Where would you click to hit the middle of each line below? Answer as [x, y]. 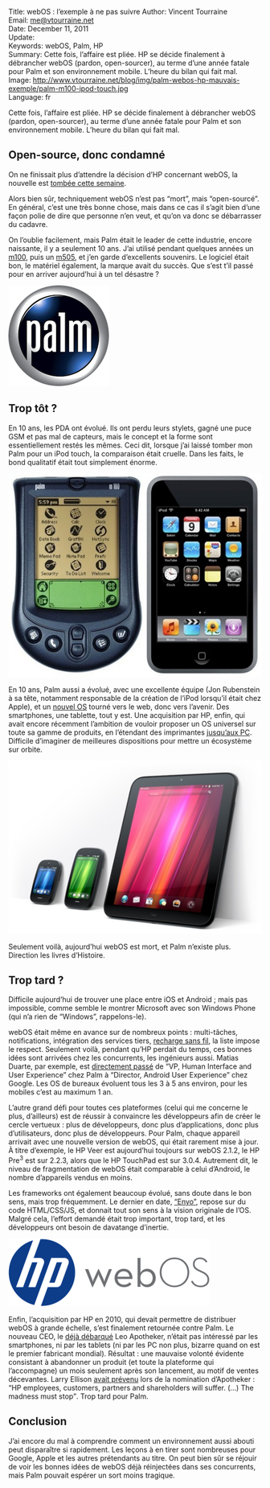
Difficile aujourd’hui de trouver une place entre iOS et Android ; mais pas [128, 1000]
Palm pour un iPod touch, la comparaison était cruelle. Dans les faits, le [126, 453]
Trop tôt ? [33, 408]
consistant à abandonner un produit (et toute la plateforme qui [111, 1362]
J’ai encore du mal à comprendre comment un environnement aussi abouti [131, 1441]
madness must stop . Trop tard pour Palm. [78, 1396]
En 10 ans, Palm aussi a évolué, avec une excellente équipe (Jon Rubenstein [134, 689]
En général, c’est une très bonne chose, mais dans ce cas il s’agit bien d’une [134, 207]
